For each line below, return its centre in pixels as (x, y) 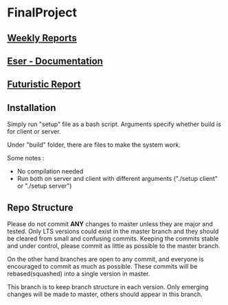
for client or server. (34, 132)
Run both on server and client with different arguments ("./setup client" (117, 179)
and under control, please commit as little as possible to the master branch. (114, 245)
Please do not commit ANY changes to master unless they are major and (110, 223)
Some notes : (26, 158)
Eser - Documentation (55, 61)
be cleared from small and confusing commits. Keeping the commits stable (113, 239)
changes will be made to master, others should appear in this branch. (105, 294)
